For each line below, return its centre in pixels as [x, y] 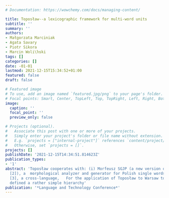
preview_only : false [31, 117]
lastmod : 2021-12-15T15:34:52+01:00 [44, 71]
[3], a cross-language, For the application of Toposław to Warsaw [84, 178]
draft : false [19, 80]
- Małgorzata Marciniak [30, 38]
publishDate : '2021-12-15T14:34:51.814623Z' [53, 155]
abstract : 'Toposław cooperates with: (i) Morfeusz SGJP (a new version [83, 169]
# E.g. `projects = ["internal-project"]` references [65, 140]
